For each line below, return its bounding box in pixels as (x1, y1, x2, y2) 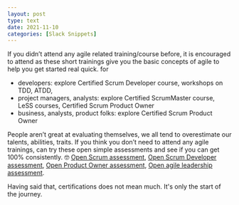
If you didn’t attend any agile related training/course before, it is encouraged (7, 50, 231, 58)
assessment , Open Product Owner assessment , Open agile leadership (7, 161, 213, 169)
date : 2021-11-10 (7, 23, 59, 31)
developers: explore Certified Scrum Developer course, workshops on (17, 79, 223, 88)
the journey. (7, 190, 43, 199)
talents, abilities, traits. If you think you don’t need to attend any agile (7, 138, 209, 147)
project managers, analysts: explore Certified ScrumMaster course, (17, 94, 216, 102)
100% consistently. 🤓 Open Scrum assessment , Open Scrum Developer (7, 153, 217, 162)
